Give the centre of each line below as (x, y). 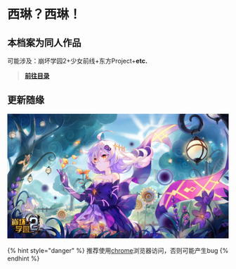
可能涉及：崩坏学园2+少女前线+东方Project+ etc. (77, 61)
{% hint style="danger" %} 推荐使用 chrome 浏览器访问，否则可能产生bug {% (118, 251)
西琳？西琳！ (45, 14)
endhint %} (24, 258)
